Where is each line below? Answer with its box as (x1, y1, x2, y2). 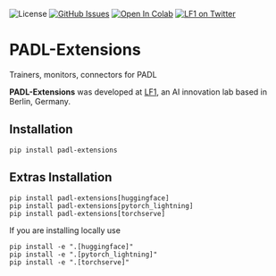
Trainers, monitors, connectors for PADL (9, 69, 158, 79)
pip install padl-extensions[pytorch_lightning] (9, 201, 194, 210)
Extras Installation (9, 170, 113, 185)
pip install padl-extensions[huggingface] (9, 193, 170, 203)
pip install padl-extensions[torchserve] (9, 209, 166, 218)
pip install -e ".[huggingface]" (9, 242, 134, 251)
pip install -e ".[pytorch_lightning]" (9, 250, 158, 259)
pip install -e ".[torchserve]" (9, 257, 130, 267)
